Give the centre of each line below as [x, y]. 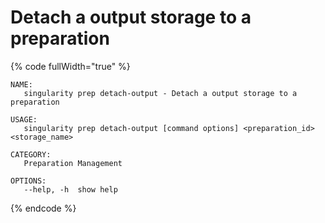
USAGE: [24, 119]
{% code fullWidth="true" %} [70, 66]
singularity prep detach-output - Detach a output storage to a [160, 93]
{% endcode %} [43, 208]
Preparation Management [73, 163]
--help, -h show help [70, 189]
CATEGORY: [31, 154]
